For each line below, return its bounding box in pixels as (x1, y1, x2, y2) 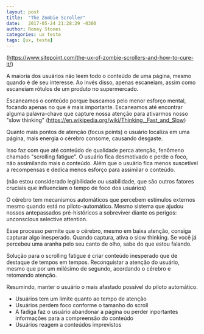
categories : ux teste (6, 32, 62, 38)
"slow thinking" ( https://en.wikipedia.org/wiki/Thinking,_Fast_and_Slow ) (6, 116, 186, 124)
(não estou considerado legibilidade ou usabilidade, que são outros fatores (6, 178, 194, 185)
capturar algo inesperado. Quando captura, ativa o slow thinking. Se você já (6, 234, 197, 241)
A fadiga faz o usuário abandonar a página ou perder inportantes (15, 308, 178, 315)
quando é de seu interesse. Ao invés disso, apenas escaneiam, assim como (6, 79, 196, 86)
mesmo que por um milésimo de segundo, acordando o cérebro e (6, 265, 171, 272)
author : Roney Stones (6, 26, 62, 32)
